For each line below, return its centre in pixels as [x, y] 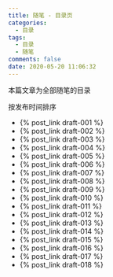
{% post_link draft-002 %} [62, 131]
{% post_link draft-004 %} [62, 147]
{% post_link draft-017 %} [61, 256]
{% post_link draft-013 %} [61, 223]
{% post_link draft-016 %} [61, 248]
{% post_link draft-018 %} [61, 264]
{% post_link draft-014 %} [62, 231]
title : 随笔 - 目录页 [40, 15]
